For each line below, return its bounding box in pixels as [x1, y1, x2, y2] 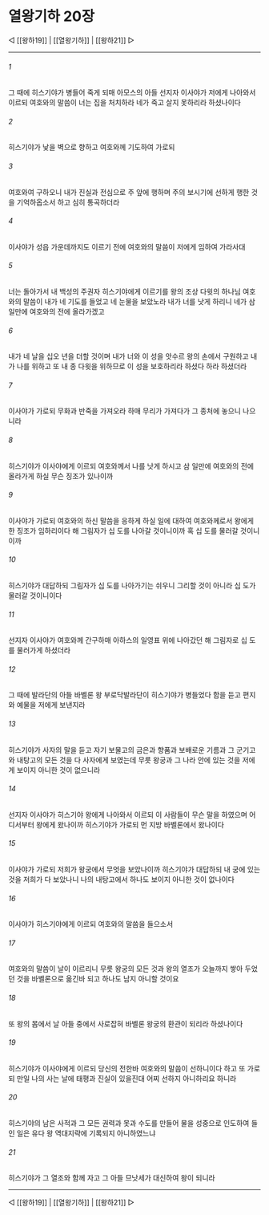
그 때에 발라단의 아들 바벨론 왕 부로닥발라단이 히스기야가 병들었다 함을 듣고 [8, 690, 242, 700]
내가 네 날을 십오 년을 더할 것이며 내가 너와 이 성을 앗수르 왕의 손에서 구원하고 [8, 351, 250, 361]
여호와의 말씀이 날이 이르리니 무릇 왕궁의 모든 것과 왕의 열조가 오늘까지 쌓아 [8, 964, 243, 973]
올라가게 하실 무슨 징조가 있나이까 [8, 471, 114, 481]
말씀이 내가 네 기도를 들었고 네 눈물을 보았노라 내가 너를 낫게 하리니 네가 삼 [22, 296, 256, 306]
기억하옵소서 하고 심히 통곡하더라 [16, 197, 120, 207]
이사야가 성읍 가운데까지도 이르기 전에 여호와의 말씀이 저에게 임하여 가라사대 [8, 242, 246, 251]
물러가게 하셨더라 [16, 645, 70, 655]
